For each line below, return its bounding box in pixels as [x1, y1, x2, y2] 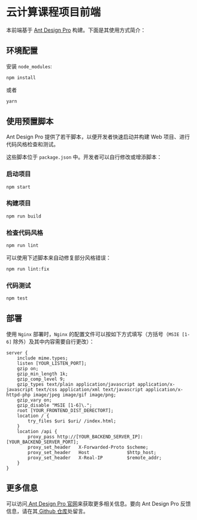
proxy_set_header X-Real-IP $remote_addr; [28, 455, 162, 461]
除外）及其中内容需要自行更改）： [13, 338, 95, 345]
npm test [6, 295, 28, 301]
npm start [6, 184, 31, 190]
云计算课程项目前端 [6, 5, 101, 19]
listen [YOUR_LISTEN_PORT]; [17, 360, 87, 366]
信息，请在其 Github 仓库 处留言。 [6, 507, 89, 515]
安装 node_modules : [6, 62, 52, 69]
